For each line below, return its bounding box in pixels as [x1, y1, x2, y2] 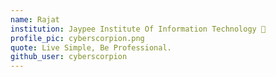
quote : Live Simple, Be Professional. [10, 42, 172, 53]
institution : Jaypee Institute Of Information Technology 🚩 [10, 24, 267, 34]
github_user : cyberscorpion [10, 52, 128, 62]
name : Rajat [10, 14, 60, 25]
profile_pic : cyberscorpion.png [10, 33, 145, 43]
